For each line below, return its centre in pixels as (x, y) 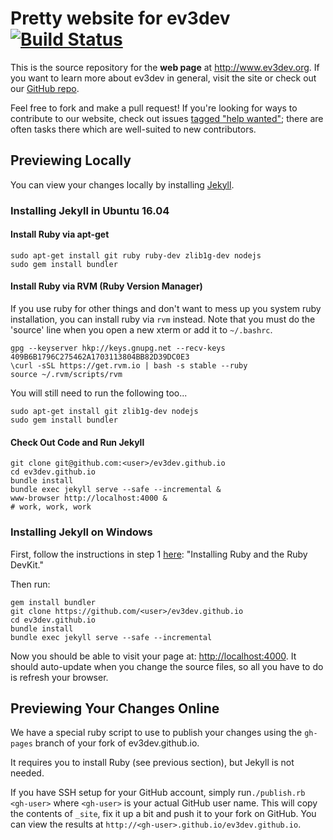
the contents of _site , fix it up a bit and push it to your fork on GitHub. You (163, 814)
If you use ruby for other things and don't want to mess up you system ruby (166, 309)
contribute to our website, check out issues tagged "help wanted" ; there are (167, 118)
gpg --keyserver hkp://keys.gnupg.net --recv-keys (118, 348)
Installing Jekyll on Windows (81, 532)
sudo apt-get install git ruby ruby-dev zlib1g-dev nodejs (136, 255)
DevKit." (27, 564)
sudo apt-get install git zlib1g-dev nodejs (104, 412)
